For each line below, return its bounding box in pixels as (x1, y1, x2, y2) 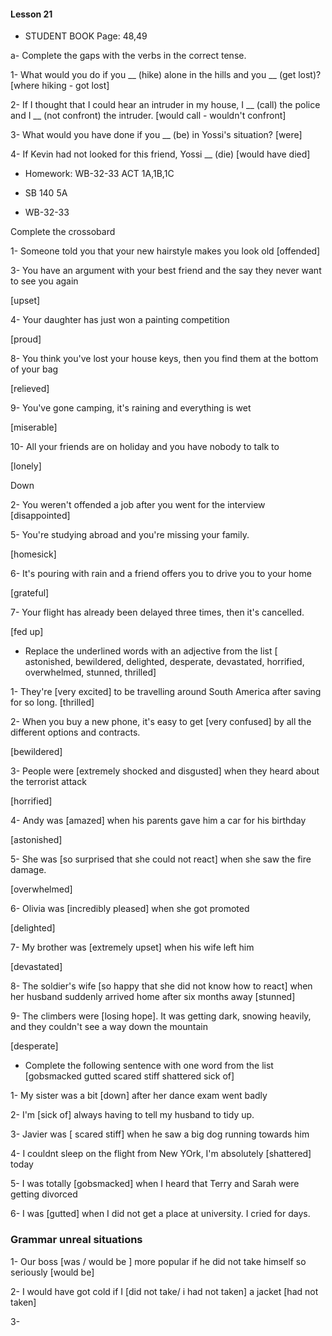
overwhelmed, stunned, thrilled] (24, 666, 157, 679)
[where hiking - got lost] (10, 80, 110, 92)
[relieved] (10, 383, 50, 395)
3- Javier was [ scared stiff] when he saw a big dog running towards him (10, 1128, 310, 1140)
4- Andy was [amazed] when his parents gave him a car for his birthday (10, 815, 307, 827)
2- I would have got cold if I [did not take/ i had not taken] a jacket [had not (10, 1285, 319, 1297)
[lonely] (10, 460, 42, 472)
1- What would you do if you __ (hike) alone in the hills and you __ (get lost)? (10, 69, 322, 81)
